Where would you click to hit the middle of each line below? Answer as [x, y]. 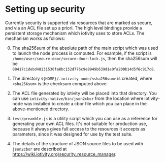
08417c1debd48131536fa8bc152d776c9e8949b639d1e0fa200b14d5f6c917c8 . [83, 69]
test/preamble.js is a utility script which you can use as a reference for [85, 118]
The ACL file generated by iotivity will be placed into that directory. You [84, 93]
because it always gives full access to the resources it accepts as [79, 129]
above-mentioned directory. [41, 109]
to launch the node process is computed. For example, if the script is [82, 53]
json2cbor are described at [39, 149]
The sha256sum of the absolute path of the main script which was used [85, 48]
